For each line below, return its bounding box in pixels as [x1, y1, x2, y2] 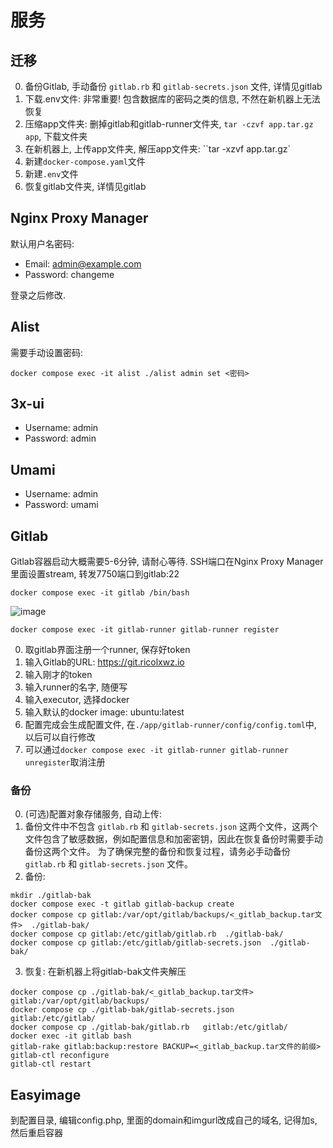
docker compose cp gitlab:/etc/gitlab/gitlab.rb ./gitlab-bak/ [10, 929, 284, 940]
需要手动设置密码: [10, 346, 84, 358]
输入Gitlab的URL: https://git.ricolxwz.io [24, 656, 185, 668]
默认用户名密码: [10, 237, 75, 250]
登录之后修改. [10, 289, 67, 301]
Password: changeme [24, 268, 115, 280]
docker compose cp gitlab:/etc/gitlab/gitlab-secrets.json [10, 938, 262, 948]
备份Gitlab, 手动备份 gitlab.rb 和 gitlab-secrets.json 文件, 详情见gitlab [24, 81, 323, 92]
